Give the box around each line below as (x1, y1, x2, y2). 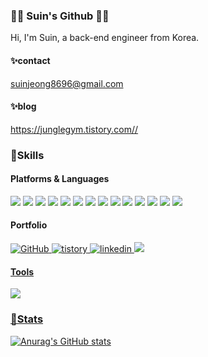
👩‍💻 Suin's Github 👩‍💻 (10, 9, 110, 23)
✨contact (10, 54, 51, 66)
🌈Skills (10, 148, 45, 162)
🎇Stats (10, 312, 44, 326)
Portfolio (10, 219, 48, 231)
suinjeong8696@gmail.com (10, 77, 124, 89)
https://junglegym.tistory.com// (10, 123, 139, 135)
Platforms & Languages (10, 173, 110, 185)
